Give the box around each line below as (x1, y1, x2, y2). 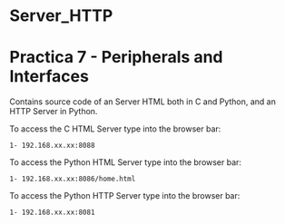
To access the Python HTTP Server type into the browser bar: (9, 190, 241, 201)
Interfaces (9, 66, 89, 87)
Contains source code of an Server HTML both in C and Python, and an (9, 96, 277, 107)
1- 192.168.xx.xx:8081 (9, 208, 95, 218)
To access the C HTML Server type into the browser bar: (9, 123, 221, 134)
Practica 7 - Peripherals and (9, 47, 223, 68)
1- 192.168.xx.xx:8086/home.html (9, 174, 136, 184)
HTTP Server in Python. (9, 106, 98, 117)
